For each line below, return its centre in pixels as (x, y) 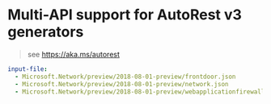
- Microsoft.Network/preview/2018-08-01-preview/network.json (122, 84)
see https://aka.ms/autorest (74, 54)
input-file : (28, 69)
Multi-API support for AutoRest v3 (125, 15)
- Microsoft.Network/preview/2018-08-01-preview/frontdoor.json (125, 77)
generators (46, 32)
